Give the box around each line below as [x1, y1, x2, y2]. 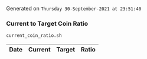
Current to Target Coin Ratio [6, 19, 89, 27]
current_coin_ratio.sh [6, 33, 62, 39]
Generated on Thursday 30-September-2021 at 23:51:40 [6, 5, 142, 12]
